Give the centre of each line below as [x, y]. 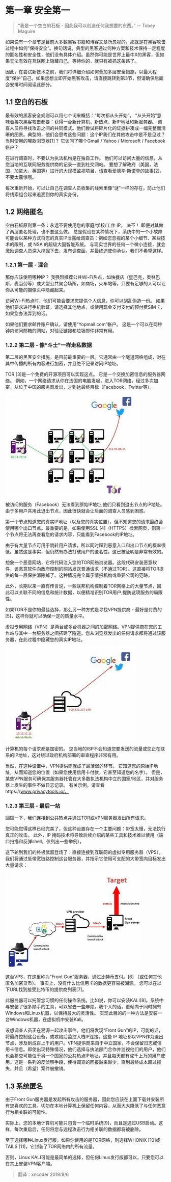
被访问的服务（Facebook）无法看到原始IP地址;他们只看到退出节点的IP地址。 [85, 504]
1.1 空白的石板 [27, 102]
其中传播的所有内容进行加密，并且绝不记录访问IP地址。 [63, 364]
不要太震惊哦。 [21, 177]
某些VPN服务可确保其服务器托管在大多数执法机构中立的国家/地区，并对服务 [84, 779]
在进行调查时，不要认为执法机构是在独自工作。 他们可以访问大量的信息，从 [84, 158]
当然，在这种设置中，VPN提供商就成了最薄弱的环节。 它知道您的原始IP [79, 766]
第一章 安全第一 [38, 10]
